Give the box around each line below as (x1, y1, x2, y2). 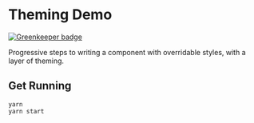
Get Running (8, 79, 72, 93)
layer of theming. (8, 56, 65, 65)
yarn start (8, 107, 45, 115)
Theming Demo (8, 6, 113, 24)
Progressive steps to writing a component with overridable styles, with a (8, 47, 246, 57)
